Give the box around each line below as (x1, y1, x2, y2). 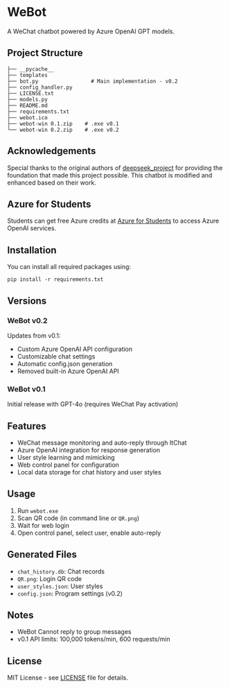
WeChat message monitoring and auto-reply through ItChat (17, 438, 187, 447)
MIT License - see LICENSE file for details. (7, 673, 128, 682)
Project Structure (7, 47, 83, 59)
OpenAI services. (7, 224, 57, 232)
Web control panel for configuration (17, 461, 120, 469)
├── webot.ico (7, 114, 48, 121)
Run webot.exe (17, 506, 59, 515)
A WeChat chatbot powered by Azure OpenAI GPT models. (7, 27, 175, 35)
